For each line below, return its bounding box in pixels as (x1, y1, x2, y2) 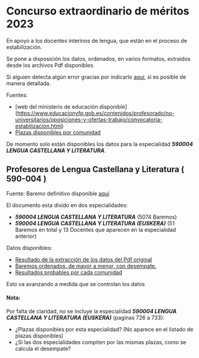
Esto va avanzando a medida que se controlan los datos (6, 280, 145, 287)
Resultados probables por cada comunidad (14, 269, 122, 276)
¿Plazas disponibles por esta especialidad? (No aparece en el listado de (14, 325, 194, 333)
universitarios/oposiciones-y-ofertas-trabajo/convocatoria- (14, 116, 163, 123)
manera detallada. (6, 80, 51, 87)
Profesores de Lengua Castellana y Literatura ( (6, 164, 185, 174)
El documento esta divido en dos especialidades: (6, 201, 128, 209)
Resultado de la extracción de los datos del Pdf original (14, 255, 153, 263)
